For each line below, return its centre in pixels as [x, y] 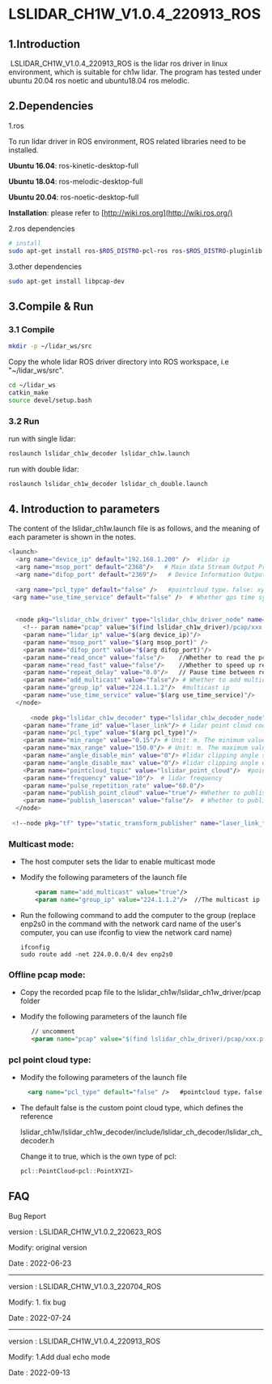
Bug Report [27, 1215]
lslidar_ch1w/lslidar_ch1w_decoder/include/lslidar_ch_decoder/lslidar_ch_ [141, 1132]
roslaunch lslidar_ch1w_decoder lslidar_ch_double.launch [108, 484]
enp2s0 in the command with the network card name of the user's [130, 924]
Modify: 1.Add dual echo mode [59, 1356]
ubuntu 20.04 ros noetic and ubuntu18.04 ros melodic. [99, 81]
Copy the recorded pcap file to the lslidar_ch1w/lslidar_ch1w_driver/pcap [140, 993]
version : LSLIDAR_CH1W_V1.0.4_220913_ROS [84, 1341]
